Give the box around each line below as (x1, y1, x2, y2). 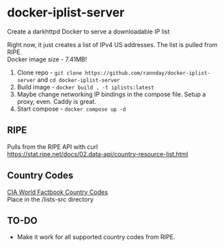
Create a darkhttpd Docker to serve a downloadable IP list (7, 27, 170, 36)
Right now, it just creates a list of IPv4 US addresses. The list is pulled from (7, 40, 218, 49)
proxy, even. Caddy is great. (16, 97, 97, 105)
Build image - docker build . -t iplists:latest (16, 83, 155, 91)
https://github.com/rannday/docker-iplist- (85, 70, 210, 77)
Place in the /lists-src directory (7, 195, 94, 203)
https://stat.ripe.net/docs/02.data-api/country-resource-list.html (7, 150, 188, 158)
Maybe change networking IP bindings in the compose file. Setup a (16, 90, 206, 98)
